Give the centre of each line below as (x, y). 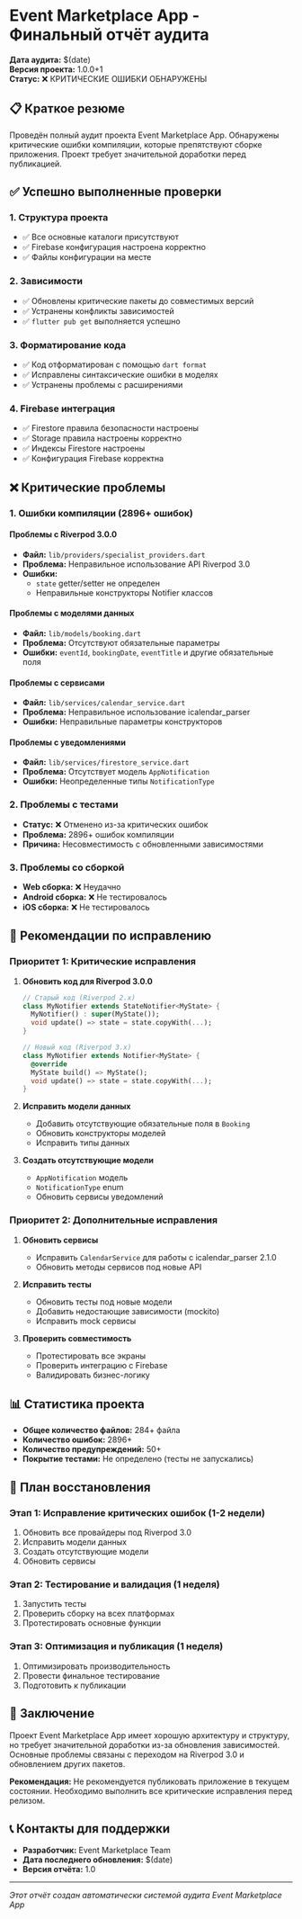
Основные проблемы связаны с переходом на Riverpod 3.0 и (127, 1754)
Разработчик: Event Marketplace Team (96, 1851)
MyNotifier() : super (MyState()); (95, 1014)
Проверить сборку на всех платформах (98, 1614)
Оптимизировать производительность (96, 1666)
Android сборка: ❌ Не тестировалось (95, 897)
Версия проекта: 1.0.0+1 (56, 69)
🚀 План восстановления (80, 1487)
